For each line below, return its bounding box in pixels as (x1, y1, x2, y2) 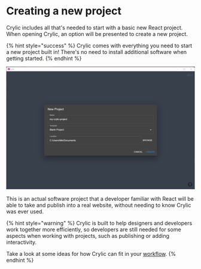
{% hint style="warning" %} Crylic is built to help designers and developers (6, 219, 193, 226)
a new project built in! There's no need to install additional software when (6, 48, 187, 55)
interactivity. (6, 238, 37, 246)
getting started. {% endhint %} (6, 55, 82, 62)
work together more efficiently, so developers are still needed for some (6, 226, 181, 233)
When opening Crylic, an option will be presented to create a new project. (6, 30, 188, 37)
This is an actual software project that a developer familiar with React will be (6, 195, 194, 202)
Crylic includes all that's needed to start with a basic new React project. (6, 24, 183, 31)
